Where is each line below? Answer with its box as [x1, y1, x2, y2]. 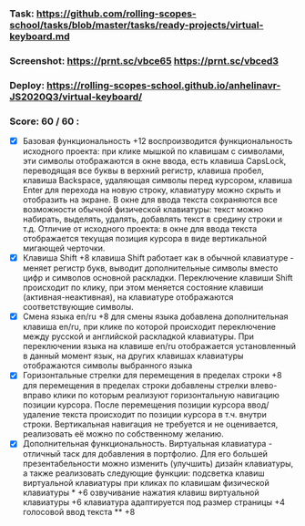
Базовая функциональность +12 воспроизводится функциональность [22, 136, 293, 147]
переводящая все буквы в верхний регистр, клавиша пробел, [22, 165, 264, 176]
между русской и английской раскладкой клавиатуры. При [22, 331, 255, 342]
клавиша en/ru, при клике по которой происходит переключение [22, 322, 276, 333]
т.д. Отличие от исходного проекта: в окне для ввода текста [22, 223, 258, 234]
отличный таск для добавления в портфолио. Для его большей [22, 449, 269, 459]
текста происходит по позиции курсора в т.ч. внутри [62, 409, 267, 420]
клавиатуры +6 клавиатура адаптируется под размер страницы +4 [22, 497, 285, 508]
